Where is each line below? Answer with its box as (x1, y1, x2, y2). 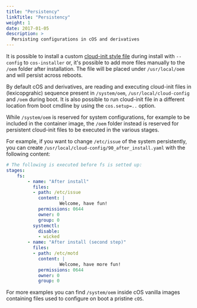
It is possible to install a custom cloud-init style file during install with (6, 53, 175, 59)
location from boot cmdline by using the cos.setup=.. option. (6, 102, 156, 109)
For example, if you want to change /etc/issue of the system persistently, (6, 138, 187, 144)
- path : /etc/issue (32, 190, 82, 196)
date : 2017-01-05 (6, 25, 49, 32)
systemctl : (32, 222, 60, 229)
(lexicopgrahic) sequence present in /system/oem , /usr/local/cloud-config (6, 90, 190, 96)
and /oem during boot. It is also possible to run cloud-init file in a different (6, 96, 185, 103)
